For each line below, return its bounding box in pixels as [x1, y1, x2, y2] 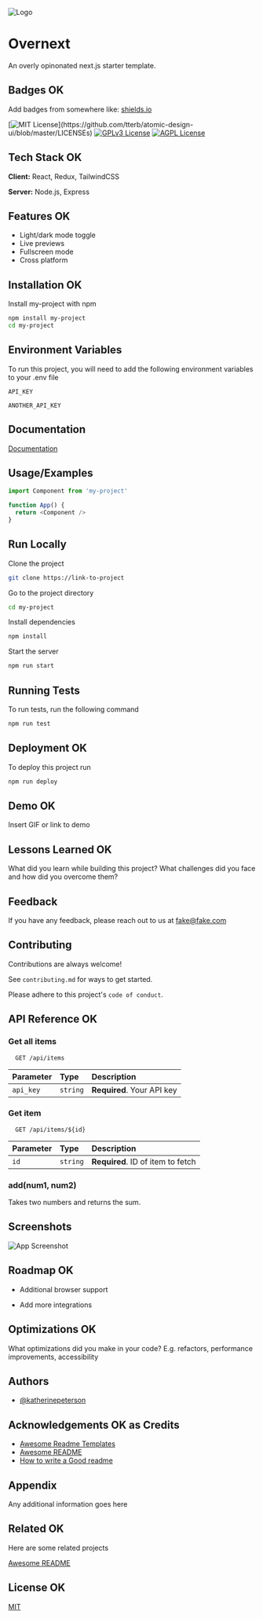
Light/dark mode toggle [19, 230, 97, 240]
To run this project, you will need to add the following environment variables [8, 364, 254, 373]
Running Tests [8, 683, 80, 697]
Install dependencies [8, 617, 76, 627]
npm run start [8, 662, 55, 670]
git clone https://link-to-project [8, 573, 125, 581]
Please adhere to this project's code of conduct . [8, 990, 163, 999]
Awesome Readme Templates [19, 1439, 116, 1449]
